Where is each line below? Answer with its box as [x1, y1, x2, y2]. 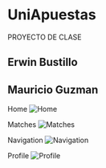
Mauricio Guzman [7, 83, 99, 96]
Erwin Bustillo [7, 55, 78, 69]
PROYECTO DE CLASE [7, 32, 82, 42]
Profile [7, 151, 30, 161]
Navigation [7, 135, 43, 145]
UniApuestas [7, 6, 97, 24]
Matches [7, 120, 37, 129]
